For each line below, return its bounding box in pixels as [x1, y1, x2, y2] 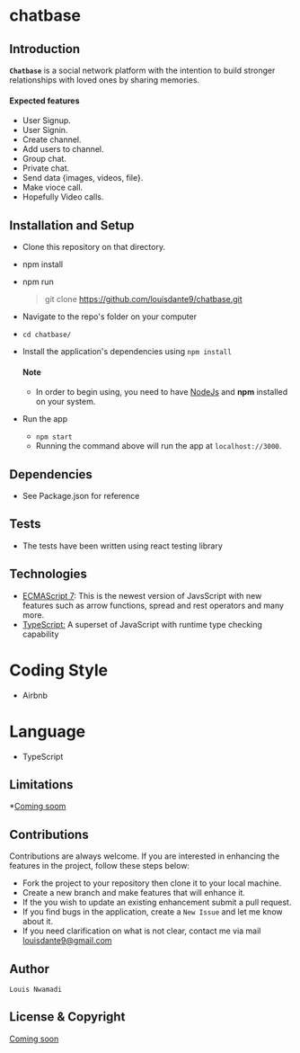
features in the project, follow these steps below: [9, 861, 190, 871]
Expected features [9, 95, 80, 106]
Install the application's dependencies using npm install [22, 346, 232, 357]
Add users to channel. [22, 144, 105, 155]
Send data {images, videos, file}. [22, 173, 144, 183]
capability [22, 629, 59, 639]
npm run [22, 276, 54, 288]
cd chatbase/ [22, 330, 72, 340]
